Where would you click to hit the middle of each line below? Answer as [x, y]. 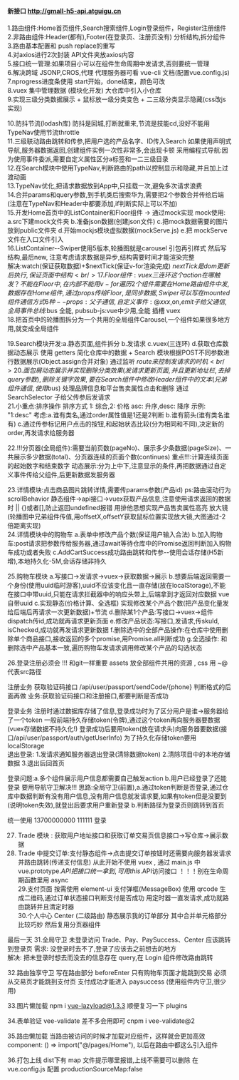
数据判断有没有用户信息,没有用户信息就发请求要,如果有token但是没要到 [123, 796]
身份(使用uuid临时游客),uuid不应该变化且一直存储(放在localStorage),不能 [119, 586]
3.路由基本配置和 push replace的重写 [61, 46]
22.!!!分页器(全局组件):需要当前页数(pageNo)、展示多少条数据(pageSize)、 [116, 448]
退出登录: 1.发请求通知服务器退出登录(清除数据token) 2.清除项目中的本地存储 [119, 754]
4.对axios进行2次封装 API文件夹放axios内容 [71, 55]
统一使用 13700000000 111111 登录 [57, 820]
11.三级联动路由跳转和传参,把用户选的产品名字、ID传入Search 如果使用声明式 [119, 141]
